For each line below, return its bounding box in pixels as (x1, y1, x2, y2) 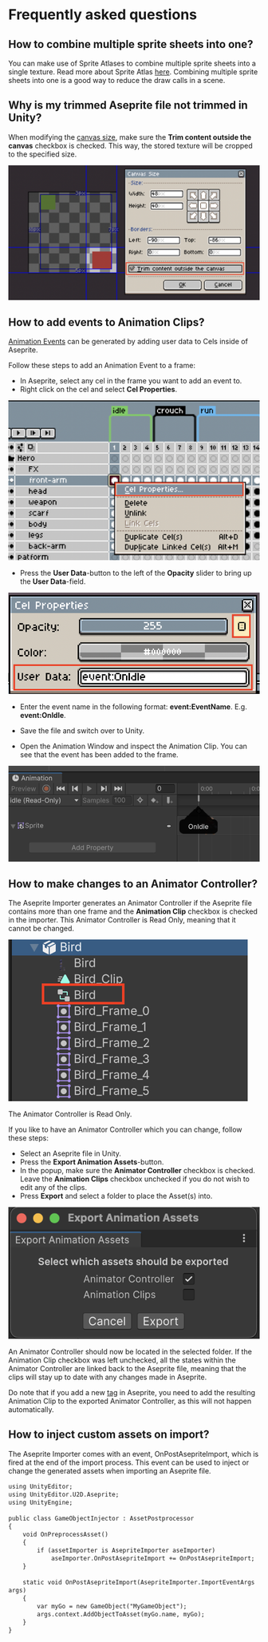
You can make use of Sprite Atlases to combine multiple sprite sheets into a (8, 58, 257, 68)
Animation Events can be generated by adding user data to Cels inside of (8, 337, 249, 347)
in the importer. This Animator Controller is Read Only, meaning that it (8, 915, 237, 925)
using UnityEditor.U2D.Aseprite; (8, 1490, 120, 1498)
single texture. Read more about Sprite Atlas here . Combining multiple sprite (8, 67, 258, 77)
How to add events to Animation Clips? (8, 315, 205, 329)
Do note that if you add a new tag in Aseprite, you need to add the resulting (8, 1388, 256, 1397)
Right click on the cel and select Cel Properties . (19, 385, 178, 395)
